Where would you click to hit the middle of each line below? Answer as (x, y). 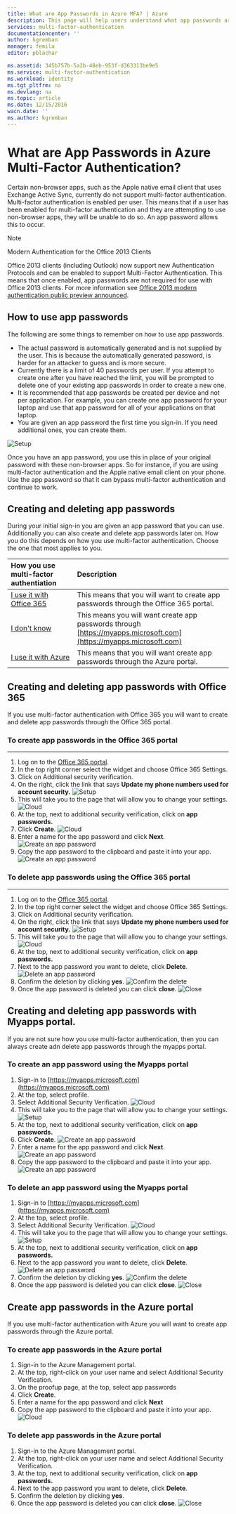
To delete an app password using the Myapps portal (98, 1187)
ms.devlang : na (29, 92)
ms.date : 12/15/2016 (38, 105)
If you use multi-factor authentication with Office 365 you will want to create (118, 714)
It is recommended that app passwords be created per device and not (118, 392)
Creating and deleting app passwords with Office (117, 687)
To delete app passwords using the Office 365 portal (99, 877)
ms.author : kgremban (38, 118)
